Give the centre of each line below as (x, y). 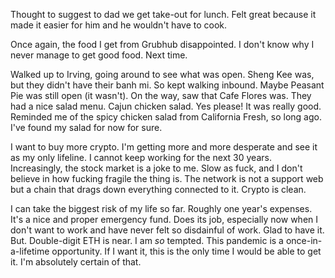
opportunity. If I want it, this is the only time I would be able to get (186, 251)
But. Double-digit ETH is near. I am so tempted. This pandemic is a (147, 240)
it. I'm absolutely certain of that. (76, 262)
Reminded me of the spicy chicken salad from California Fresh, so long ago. (166, 117)
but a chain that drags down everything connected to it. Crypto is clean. (158, 189)
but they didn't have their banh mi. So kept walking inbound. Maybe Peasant (167, 85)
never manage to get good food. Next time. (99, 55)
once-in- (304, 240)
